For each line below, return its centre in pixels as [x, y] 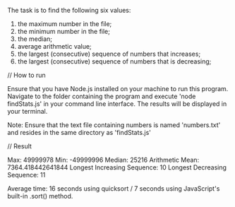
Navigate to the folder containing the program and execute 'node [102, 96]
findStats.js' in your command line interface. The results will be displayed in [117, 104]
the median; [35, 39]
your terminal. [28, 111]
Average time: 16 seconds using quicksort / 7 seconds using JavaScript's [114, 189]
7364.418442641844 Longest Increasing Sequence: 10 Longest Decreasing [117, 167]
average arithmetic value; [54, 46]
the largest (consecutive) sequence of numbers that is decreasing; [114, 61]
